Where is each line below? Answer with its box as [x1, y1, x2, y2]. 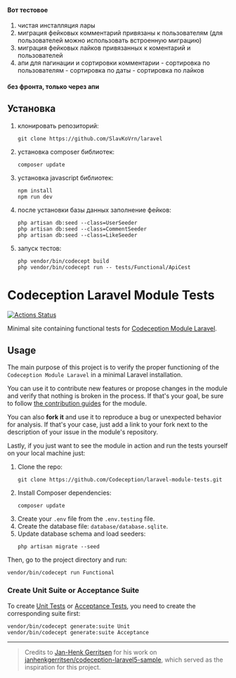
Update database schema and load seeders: [17, 529, 146, 538]
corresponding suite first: [7, 609, 81, 617]
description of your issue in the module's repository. [7, 428, 159, 436]
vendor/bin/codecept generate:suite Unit [7, 622, 131, 630]
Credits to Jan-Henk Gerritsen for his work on [24, 648, 157, 656]
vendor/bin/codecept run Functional [7, 569, 114, 577]
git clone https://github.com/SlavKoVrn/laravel [17, 135, 163, 142]
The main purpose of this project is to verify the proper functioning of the [7, 363, 220, 371]
